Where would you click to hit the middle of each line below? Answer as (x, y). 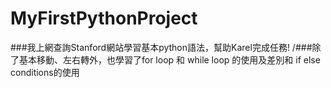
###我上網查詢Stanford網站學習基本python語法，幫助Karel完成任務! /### (161, 47)
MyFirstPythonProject (104, 18)
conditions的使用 (45, 72)
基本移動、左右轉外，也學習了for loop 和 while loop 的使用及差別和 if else (169, 59)
